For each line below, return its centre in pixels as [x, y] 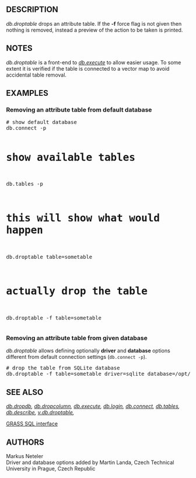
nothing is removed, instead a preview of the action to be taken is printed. [94, 30]
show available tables [71, 157]
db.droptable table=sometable [49, 257]
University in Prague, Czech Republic [51, 469]
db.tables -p [25, 184]
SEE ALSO [25, 392]
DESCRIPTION [32, 10]
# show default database [41, 122]
